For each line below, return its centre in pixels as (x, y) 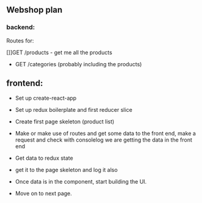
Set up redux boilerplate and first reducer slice (74, 109)
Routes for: (20, 40)
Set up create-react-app (46, 98)
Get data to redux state (44, 158)
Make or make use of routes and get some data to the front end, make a (106, 133)
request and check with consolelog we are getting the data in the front (103, 140)
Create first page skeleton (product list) (65, 122)
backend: (21, 27)
